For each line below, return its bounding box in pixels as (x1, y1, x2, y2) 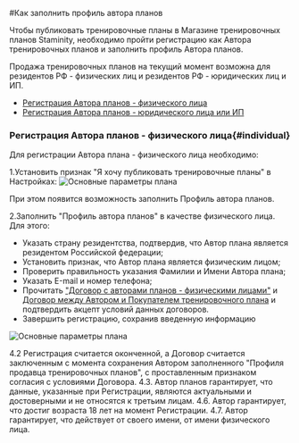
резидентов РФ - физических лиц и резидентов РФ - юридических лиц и (9, 71, 287, 81)
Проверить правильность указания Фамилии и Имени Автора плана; (21, 266, 287, 277)
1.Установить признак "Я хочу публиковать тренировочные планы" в (9, 167, 271, 178)
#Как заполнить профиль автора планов (9, 8, 163, 18)
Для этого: (9, 221, 51, 231)
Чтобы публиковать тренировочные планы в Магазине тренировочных (9, 25, 281, 35)
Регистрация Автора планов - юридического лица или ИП (21, 107, 245, 117)
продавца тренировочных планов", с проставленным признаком (9, 367, 257, 378)
